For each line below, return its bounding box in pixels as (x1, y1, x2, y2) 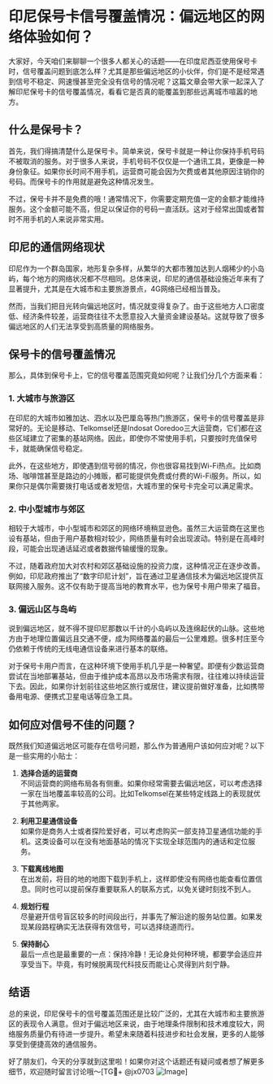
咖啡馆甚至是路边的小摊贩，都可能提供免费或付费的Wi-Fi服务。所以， (22, 471, 254, 481)
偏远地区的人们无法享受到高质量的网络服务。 (8, 321, 158, 331)
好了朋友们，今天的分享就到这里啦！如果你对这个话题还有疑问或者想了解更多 (8, 1056, 265, 1066)
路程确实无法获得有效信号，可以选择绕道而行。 (41, 922, 199, 932)
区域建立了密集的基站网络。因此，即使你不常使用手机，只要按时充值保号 (15, 433, 258, 443)
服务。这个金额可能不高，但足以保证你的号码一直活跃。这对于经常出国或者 (8, 204, 258, 214)
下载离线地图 (19, 864, 63, 874)
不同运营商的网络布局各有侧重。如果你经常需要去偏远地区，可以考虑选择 (19, 778, 262, 789)
